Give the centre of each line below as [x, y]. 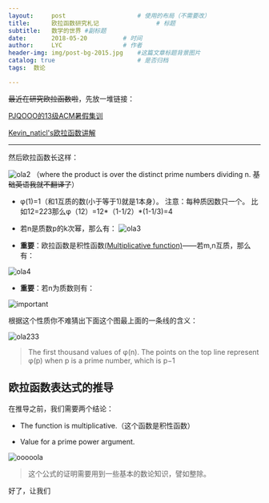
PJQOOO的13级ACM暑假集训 [56, 115]
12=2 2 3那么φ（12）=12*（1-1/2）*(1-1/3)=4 [100, 211]
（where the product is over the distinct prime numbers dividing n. [142, 174]
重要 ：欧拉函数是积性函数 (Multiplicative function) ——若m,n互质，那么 [135, 245]
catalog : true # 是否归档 [88, 61]
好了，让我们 [29, 490]
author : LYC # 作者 [75, 46]
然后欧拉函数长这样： [43, 157]
